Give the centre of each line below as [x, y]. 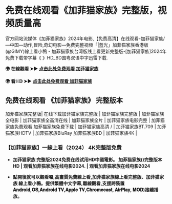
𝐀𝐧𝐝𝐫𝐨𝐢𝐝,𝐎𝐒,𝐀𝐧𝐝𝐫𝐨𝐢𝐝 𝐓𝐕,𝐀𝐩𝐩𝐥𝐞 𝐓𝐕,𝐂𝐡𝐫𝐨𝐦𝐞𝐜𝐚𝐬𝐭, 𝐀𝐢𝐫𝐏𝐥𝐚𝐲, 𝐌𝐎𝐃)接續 [83, 190]
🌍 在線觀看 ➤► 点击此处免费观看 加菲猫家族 [52, 68]
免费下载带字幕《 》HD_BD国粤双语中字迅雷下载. [57, 57]
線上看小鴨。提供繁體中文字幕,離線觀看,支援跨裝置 [72, 183]
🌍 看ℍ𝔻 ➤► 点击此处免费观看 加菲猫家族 [49, 81]
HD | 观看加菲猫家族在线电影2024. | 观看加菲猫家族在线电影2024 [81, 166]
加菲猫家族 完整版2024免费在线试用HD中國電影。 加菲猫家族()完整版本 [87, 160]
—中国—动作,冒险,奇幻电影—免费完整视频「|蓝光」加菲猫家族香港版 [77, 45]
